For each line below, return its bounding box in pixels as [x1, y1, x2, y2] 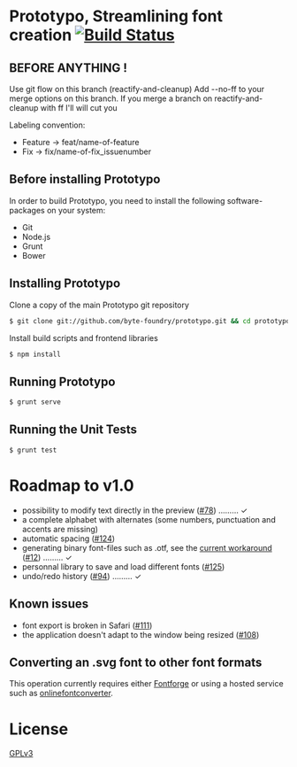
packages [9, 205, 46, 215]
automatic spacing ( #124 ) [21, 533, 116, 544]
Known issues [9, 596, 89, 612]
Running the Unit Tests [9, 422, 138, 438]
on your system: [47, 205, 106, 215]
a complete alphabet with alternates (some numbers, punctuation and [21, 514, 276, 524]
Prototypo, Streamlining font [9, 6, 224, 27]
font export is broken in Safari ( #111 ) [21, 620, 153, 631]
